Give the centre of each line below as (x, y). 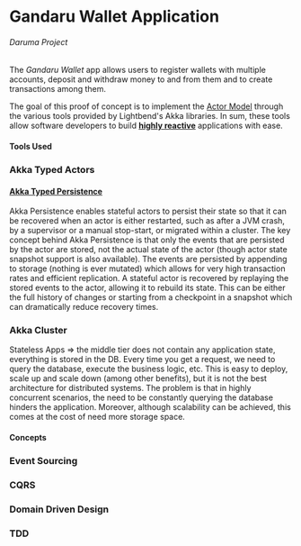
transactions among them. (58, 89)
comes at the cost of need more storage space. (97, 417)
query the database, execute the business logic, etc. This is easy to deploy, (149, 369)
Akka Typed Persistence (56, 191)
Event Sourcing (44, 460)
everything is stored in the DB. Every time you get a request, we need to (142, 359)
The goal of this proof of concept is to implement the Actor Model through (146, 106)
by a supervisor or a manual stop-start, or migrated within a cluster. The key (150, 231)
